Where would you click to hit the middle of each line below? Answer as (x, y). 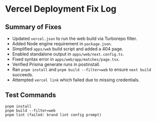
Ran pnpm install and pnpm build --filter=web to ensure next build (82, 70)
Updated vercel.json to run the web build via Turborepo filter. (75, 38)
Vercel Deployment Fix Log (61, 9)
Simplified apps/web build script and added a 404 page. (67, 49)
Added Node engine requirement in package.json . (62, 44)
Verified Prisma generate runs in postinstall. (56, 64)
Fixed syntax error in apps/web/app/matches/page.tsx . (66, 59)
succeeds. (22, 75)
